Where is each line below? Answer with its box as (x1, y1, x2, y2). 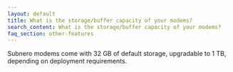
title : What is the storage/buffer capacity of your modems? (7, 17, 193, 24)
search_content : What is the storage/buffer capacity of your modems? (7, 23, 222, 30)
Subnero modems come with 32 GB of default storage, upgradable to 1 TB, (7, 49, 227, 58)
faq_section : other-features (7, 30, 94, 37)
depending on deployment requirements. (7, 57, 128, 66)
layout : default (7, 10, 56, 18)
